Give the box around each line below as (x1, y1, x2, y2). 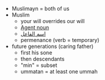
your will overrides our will (20, 18, 85, 24)
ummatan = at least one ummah (20, 68, 98, 75)
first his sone (20, 49, 52, 56)
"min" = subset (20, 62, 58, 69)
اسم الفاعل (20, 30, 46, 37)
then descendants (20, 56, 65, 62)
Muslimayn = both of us (11, 5, 70, 12)
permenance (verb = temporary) (20, 37, 100, 43)
